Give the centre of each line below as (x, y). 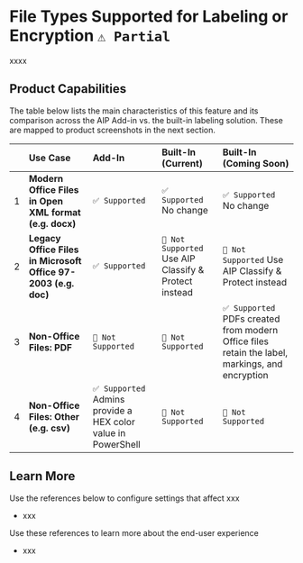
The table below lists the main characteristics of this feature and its (134, 111)
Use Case (50, 158)
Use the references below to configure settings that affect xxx (125, 498)
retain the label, (255, 352)
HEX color (114, 422)
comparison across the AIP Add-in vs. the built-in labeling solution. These (147, 120)
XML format (55, 212)
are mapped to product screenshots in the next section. (113, 130)
